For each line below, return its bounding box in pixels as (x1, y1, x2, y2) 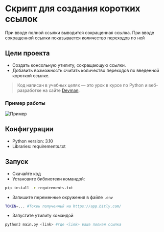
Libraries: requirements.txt (12, 143, 66, 149)
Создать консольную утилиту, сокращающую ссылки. (12, 62, 126, 68)
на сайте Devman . (42, 87, 80, 93)
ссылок (5, 13, 38, 25)
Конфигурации (5, 125, 54, 133)
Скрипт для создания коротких (5, 3, 141, 14)
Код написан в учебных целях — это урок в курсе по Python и (17, 82, 148, 88)
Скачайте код (12, 171, 41, 176)
